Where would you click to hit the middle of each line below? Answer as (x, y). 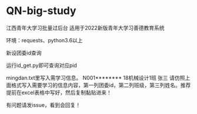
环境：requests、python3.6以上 (45, 40)
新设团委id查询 (24, 53)
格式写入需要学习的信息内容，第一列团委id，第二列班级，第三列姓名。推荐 (101, 85)
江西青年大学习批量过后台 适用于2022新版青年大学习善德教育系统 (85, 28)
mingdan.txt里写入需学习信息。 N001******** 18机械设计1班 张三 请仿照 (96, 78)
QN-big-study (41, 11)
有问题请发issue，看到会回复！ (44, 105)
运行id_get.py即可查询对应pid (42, 65)
